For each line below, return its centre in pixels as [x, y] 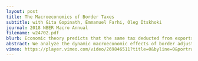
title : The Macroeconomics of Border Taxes [60, 17]
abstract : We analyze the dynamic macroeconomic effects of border [91, 44]
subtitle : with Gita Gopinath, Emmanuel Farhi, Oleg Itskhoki [84, 22]
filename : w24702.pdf [33, 33]
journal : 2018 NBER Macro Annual [47, 28]
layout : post [22, 11]
